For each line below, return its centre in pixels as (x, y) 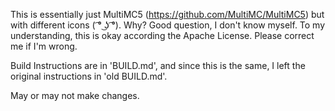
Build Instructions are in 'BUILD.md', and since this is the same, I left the (158, 65)
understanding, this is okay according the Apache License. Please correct (162, 35)
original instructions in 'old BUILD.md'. (89, 76)
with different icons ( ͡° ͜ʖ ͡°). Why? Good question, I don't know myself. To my (168, 25)
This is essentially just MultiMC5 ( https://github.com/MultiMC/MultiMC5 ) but (167, 14)
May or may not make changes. (75, 95)
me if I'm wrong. (44, 46)
